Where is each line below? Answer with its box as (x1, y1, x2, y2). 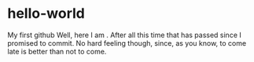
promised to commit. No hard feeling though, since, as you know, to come (7, 38, 247, 47)
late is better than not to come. (7, 46, 107, 56)
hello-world (7, 5, 86, 22)
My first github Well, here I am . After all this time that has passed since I (7, 30, 241, 40)
